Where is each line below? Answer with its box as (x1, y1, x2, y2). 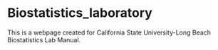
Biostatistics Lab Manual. (7, 35, 81, 44)
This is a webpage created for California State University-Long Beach (7, 28, 212, 37)
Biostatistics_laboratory (7, 5, 153, 21)
